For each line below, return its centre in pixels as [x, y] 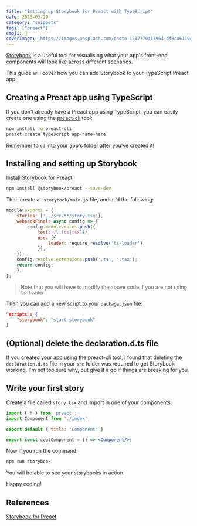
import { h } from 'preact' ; [42, 413]
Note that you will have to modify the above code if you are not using [104, 287]
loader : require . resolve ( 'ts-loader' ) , [96, 243]
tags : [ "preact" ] [27, 28]
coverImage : [21, 39]
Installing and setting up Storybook [72, 164]
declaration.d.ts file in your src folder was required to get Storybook [90, 364]
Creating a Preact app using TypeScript [79, 98]
